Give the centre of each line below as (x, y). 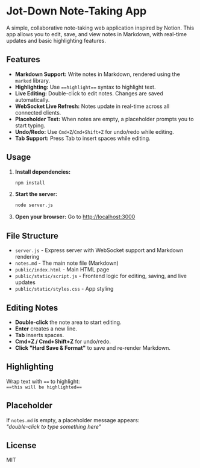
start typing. (30, 125)
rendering (27, 257)
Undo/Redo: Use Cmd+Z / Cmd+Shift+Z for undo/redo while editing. (95, 131)
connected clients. (38, 112)
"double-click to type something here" (54, 426)
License (21, 445)
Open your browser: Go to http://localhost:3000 (75, 217)
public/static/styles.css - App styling (64, 289)
